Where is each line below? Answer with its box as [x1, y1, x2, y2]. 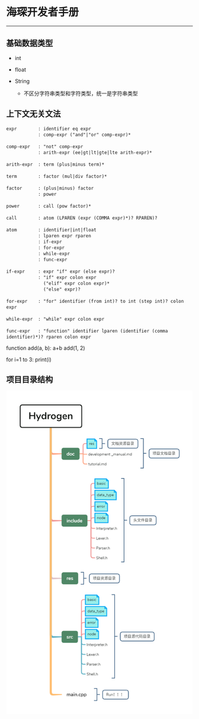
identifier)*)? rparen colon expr [6, 334, 92, 340]
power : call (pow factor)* [6, 203, 92, 209]
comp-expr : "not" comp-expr [6, 143, 84, 149]
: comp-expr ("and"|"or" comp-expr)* [37, 131, 131, 137]
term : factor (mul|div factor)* [6, 173, 108, 179]
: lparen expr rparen [37, 233, 92, 238]
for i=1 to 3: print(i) [6, 356, 52, 363]
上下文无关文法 [6, 109, 61, 119]
